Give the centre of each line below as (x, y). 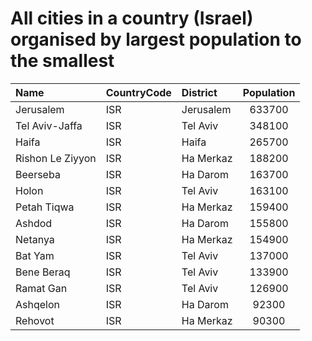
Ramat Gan (41, 288)
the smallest (62, 61)
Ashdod (34, 223)
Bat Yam (35, 255)
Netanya (35, 239)
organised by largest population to (156, 39)
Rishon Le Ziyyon (56, 158)
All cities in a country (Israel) (132, 18)
